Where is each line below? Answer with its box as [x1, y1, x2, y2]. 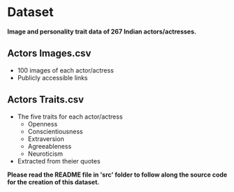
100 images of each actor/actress [17, 66, 114, 74]
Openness [27, 119, 58, 128]
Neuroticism [27, 149, 64, 158]
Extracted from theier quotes [17, 156, 101, 165]
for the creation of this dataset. [7, 177, 100, 186]
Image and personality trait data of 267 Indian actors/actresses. [7, 27, 197, 36]
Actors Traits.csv [7, 94, 85, 105]
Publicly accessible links [17, 73, 89, 82]
